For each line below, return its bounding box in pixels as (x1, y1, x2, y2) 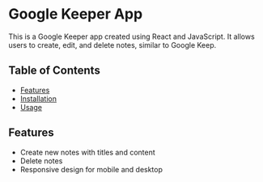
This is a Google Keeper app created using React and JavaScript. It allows (8, 32, 255, 41)
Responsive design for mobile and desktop (19, 164, 163, 174)
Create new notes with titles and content (19, 147, 155, 157)
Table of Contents (8, 64, 101, 78)
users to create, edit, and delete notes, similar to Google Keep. (8, 40, 217, 49)
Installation (19, 94, 57, 104)
